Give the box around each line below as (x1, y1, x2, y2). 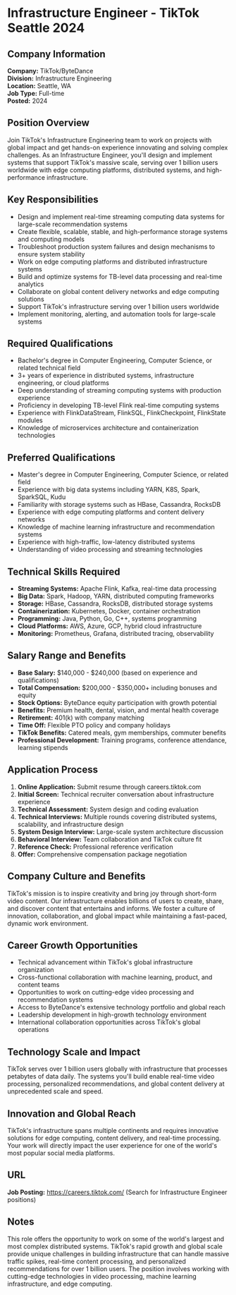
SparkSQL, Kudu (17, 493, 66, 501)
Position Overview (7, 117, 90, 129)
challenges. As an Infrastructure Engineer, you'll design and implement (7, 150, 213, 159)
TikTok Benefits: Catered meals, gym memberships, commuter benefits (17, 728, 227, 737)
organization (17, 966, 54, 974)
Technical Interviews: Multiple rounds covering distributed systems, (17, 812, 217, 821)
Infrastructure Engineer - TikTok (7, 5, 199, 21)
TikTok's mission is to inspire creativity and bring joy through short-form (7, 889, 217, 897)
